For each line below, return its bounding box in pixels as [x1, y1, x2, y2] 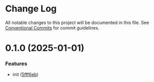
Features [5, 60, 28, 67]
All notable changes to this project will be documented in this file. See [5, 19, 149, 25]
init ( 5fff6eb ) [12, 71, 39, 77]
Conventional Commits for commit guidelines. [5, 24, 99, 30]
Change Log [5, 3, 57, 14]
